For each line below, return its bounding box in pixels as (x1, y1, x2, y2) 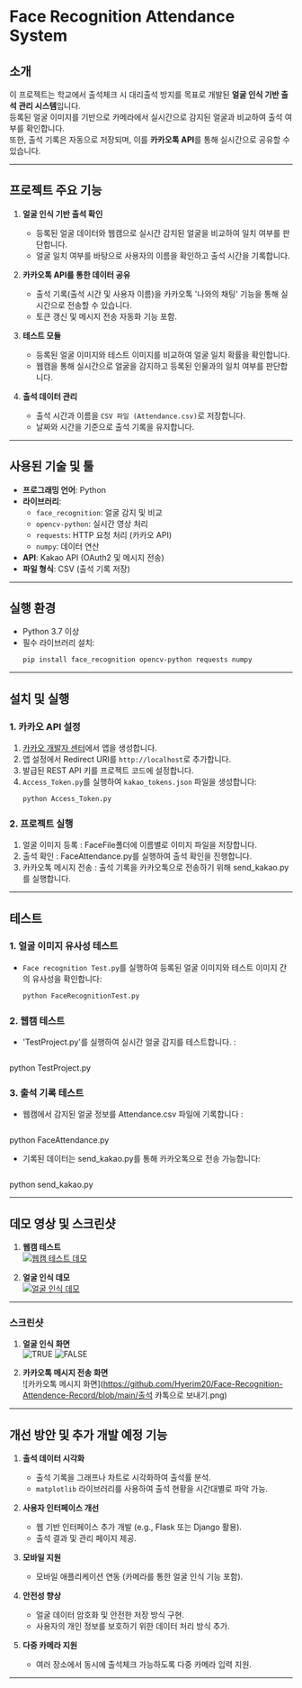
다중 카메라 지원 (22, 1640, 78, 1651)
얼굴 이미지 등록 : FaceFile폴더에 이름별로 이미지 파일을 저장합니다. (22, 840, 258, 851)
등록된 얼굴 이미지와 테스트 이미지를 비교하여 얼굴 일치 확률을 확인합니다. (35, 349, 290, 360)
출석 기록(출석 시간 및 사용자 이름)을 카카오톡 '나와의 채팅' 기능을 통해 (35, 288, 280, 299)
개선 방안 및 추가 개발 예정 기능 (9, 1427, 168, 1443)
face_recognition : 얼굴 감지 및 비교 (35, 506, 164, 517)
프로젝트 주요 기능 (9, 183, 102, 198)
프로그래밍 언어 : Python (22, 484, 106, 495)
